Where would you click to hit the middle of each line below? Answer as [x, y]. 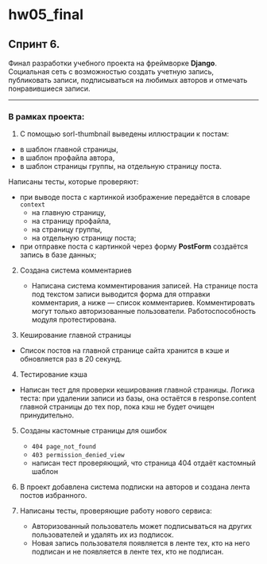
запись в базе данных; [58, 255]
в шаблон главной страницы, [69, 150]
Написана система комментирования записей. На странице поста [145, 286]
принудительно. [46, 415]
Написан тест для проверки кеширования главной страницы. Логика [137, 390]
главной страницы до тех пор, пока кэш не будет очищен [117, 407]
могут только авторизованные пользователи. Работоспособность [144, 311]
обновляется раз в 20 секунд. [71, 359]
